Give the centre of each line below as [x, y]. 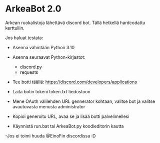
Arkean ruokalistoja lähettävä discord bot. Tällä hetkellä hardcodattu [75, 23]
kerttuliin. [15, 28]
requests [29, 72]
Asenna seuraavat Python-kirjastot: [49, 57]
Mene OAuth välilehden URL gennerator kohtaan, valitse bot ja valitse [84, 101]
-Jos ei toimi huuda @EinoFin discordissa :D [50, 135]
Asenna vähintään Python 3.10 [43, 47]
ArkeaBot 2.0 [33, 9]
